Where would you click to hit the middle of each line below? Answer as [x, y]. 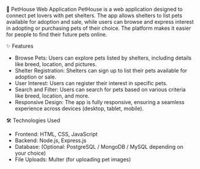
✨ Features [20, 46]
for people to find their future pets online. [57, 35]
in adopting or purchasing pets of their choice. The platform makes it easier [99, 28]
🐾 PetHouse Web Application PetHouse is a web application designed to [95, 9]
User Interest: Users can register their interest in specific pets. [91, 83]
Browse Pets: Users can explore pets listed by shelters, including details [103, 58]
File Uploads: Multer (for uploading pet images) [73, 159]
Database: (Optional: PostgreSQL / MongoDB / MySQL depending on [99, 147]
